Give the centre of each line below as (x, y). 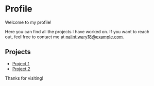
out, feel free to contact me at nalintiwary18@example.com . (65, 37)
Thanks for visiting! (24, 78)
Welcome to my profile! (28, 22)
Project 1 (21, 63)
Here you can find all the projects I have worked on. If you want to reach (77, 31)
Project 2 (21, 69)
